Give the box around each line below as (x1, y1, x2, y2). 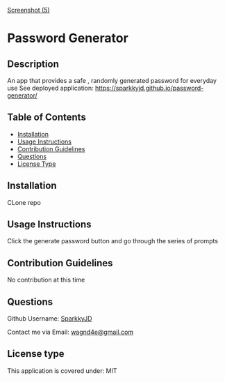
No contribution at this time (7, 275, 85, 284)
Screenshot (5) (7, 6, 50, 14)
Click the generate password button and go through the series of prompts (7, 237, 219, 245)
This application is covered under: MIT (7, 366, 117, 375)
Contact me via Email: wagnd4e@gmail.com (7, 328, 134, 337)
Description (7, 58, 59, 70)
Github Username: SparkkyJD (7, 314, 92, 323)
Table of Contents (7, 112, 87, 123)
